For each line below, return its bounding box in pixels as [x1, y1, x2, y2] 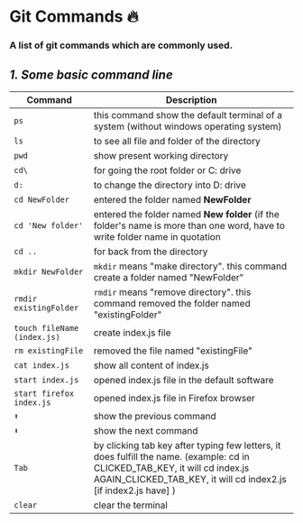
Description [165, 93, 217, 106]
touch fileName [14, 323, 79, 333]
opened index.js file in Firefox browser [93, 391, 255, 404]
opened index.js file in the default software [93, 373, 274, 386]
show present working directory [93, 149, 229, 161]
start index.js [14, 374, 79, 385]
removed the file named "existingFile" [93, 344, 252, 357]
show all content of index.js [93, 359, 209, 372]
